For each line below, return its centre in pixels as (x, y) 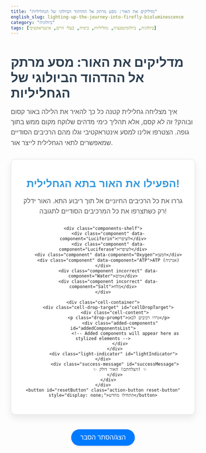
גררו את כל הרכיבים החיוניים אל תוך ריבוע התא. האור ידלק (103, 201)
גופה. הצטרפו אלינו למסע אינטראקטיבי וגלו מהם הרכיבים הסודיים (100, 132)
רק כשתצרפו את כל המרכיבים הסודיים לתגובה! (103, 211)
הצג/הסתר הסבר (103, 437)
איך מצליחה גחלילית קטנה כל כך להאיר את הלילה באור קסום (94, 112)
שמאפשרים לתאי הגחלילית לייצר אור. (62, 143)
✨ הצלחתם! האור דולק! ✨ (120, 369)
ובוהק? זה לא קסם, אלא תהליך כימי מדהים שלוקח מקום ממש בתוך (102, 122)
